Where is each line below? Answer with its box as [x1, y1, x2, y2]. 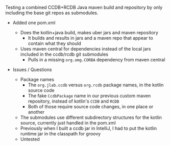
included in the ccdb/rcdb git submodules [20, 51, 109, 57]
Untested [20, 136, 40, 142]
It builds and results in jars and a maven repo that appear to [28, 35, 153, 41]
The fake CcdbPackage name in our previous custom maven [28, 93, 151, 99]
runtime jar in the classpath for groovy [20, 131, 101, 137]
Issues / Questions [12, 66, 52, 72]
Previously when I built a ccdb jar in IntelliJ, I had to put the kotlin [20, 125, 157, 131]
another [28, 109, 45, 115]
